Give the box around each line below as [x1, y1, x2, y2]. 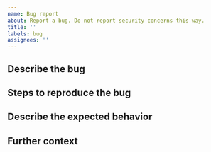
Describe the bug [7, 63, 85, 75]
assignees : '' [7, 37, 50, 44]
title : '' [7, 23, 37, 30]
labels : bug [7, 30, 43, 37]
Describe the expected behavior [7, 111, 153, 123]
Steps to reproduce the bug [7, 86, 131, 99]
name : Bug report [7, 10, 59, 18]
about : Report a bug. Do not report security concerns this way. [7, 17, 205, 24]
